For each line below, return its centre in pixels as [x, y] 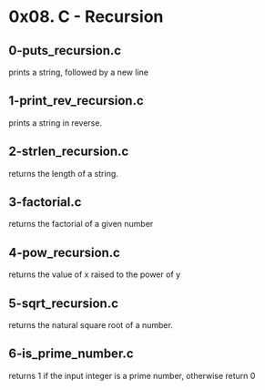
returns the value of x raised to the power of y [95, 274]
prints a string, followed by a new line [79, 72]
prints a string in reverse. [55, 123]
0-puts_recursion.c [65, 51]
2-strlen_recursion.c [69, 152]
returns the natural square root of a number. [91, 325]
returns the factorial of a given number [81, 224]
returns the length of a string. [64, 173]
